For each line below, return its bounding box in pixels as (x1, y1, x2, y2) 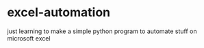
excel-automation (7, 5, 111, 20)
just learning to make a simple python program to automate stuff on (7, 27, 197, 35)
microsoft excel (7, 34, 51, 42)
